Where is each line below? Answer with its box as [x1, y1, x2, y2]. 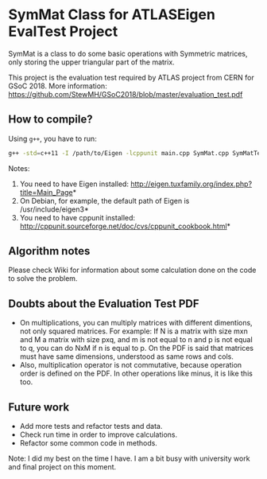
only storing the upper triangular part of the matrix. [8, 57, 175, 67]
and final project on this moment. [8, 462, 117, 472]
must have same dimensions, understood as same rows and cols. [19, 352, 234, 361]
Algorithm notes [8, 244, 91, 258]
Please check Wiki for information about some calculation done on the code [8, 265, 257, 275]
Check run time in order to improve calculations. [19, 430, 177, 439]
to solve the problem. [8, 274, 78, 283]
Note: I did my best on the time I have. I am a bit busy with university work [8, 454, 250, 463]
